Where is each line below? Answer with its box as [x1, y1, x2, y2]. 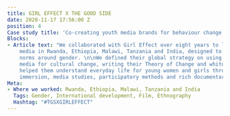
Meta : [7, 80, 23, 87]
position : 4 [7, 23, 41, 29]
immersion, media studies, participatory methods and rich [19, 73, 192, 81]
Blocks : [7, 35, 29, 42]
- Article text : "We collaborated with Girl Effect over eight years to [7, 42, 219, 48]
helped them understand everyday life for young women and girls [19, 67, 210, 74]
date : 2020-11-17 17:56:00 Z [7, 16, 90, 23]
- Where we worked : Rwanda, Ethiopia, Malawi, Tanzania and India [7, 86, 201, 93]
